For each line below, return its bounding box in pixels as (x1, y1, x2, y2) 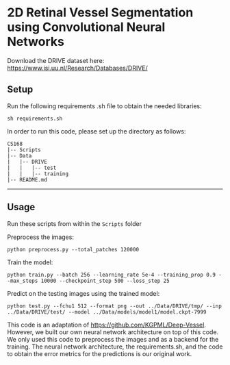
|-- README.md (7, 176, 48, 183)
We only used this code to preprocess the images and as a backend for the (7, 335, 219, 343)
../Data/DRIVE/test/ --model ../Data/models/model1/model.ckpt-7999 (7, 308, 207, 316)
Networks (7, 34, 65, 49)
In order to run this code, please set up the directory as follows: (7, 127, 186, 135)
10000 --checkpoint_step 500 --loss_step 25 (40, 277, 170, 284)
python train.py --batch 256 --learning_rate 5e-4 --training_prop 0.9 (7, 271, 216, 278)
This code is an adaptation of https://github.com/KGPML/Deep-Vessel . (7, 320, 207, 329)
